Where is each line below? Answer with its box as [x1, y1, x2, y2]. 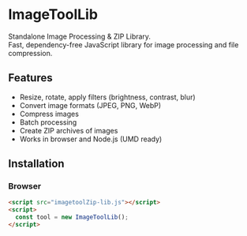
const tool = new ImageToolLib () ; [15, 213, 129, 222]
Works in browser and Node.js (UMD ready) [19, 134, 163, 144]
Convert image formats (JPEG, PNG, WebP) [19, 100, 162, 110]
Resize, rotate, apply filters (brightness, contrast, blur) [19, 92, 196, 102]
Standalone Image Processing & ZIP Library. [8, 32, 152, 41]
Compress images [19, 109, 79, 118]
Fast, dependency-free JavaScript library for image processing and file [8, 39, 239, 49]
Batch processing [19, 117, 77, 127]
